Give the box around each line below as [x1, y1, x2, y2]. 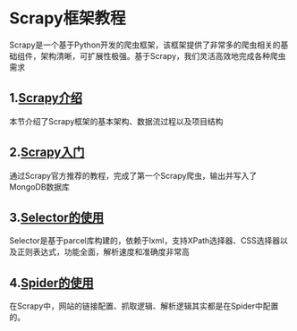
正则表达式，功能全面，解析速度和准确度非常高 [16, 247, 190, 258]
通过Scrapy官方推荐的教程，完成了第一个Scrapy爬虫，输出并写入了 [9, 170, 258, 181]
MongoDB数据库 [9, 181, 70, 192]
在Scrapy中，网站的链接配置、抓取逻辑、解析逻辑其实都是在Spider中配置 [9, 301, 279, 311]
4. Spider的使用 [9, 275, 94, 291]
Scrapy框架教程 [9, 8, 127, 29]
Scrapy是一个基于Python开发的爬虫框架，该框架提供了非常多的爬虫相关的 [9, 39, 281, 50]
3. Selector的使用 [9, 209, 105, 225]
